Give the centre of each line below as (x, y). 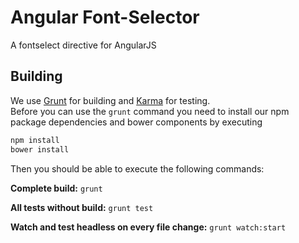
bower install (40, 149)
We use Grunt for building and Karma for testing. (110, 100)
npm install (35, 140)
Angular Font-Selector (105, 17)
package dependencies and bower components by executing (136, 122)
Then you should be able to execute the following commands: (137, 168)
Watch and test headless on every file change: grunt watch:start (148, 227)
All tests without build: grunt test (82, 207)
